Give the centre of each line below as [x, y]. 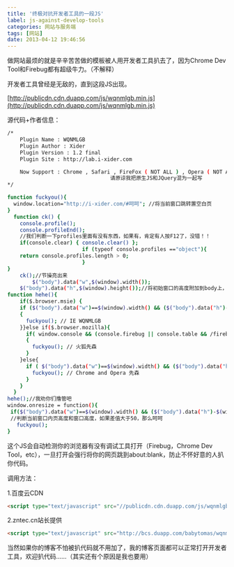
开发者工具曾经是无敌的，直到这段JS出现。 [69, 84]
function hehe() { [32, 295]
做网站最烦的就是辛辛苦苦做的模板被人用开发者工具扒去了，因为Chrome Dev [117, 61]
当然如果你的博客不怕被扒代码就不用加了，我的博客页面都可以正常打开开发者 [117, 548]
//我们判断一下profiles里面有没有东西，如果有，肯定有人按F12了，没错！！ [115, 236]
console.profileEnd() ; [53, 230]
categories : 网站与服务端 [42, 27]
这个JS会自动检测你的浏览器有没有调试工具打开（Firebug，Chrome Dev [110, 445]
